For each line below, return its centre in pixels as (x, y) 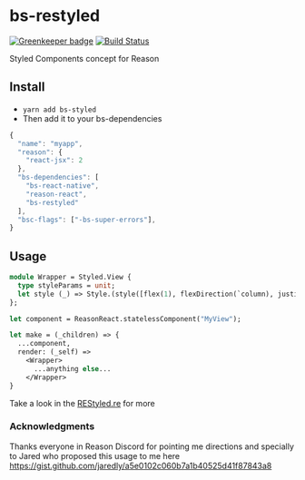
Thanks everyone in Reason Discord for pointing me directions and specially (152, 446)
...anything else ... (72, 368)
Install (27, 87)
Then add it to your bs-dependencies (92, 118)
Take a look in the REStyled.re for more (83, 403)
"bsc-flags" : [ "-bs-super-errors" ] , (87, 220)
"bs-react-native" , (63, 186)
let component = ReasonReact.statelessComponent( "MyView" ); (126, 318)
